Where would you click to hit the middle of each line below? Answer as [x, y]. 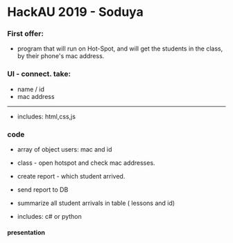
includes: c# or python [49, 217]
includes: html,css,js [46, 116]
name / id [31, 89]
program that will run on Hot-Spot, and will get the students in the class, [120, 48]
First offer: [25, 34]
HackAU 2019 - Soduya [75, 12]
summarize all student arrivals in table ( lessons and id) [96, 203]
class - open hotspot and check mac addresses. [86, 163]
